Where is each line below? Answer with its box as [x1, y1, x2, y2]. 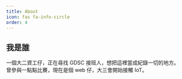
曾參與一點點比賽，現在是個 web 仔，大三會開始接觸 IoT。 [6, 67, 148, 74]
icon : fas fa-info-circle [6, 14, 70, 20]
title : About [6, 8, 38, 15]
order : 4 [6, 19, 28, 25]
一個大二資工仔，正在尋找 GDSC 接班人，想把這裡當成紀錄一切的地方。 [6, 59, 179, 66]
